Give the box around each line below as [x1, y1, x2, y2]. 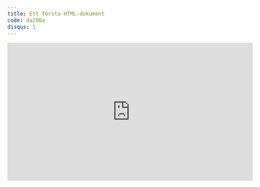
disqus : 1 [7, 23, 36, 30]
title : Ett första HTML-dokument [7, 10, 105, 18]
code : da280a [7, 17, 46, 24]
